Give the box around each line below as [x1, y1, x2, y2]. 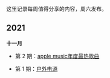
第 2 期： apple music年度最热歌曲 [15, 52, 100, 59]
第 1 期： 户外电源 [15, 65, 58, 72]
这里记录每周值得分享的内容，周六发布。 [6, 5, 107, 12]
